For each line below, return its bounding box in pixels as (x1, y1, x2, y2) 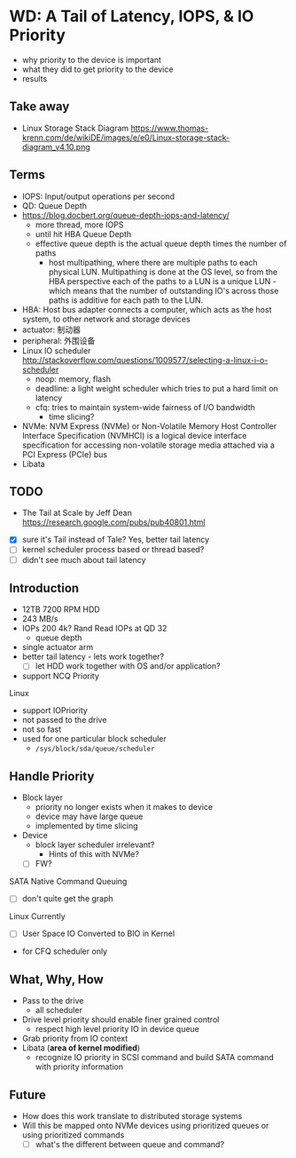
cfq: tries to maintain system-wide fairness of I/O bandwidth (35, 401, 255, 412)
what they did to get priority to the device (21, 64, 174, 75)
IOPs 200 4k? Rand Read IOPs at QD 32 (21, 623, 167, 634)
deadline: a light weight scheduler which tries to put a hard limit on (35, 383, 279, 393)
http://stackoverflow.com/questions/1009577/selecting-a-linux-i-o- (21, 354, 269, 365)
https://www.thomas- (130, 123, 209, 133)
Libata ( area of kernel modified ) (21, 1043, 140, 1053)
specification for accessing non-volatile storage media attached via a (21, 440, 275, 450)
